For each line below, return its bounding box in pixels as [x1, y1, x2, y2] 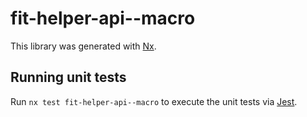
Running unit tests [10, 69, 127, 86]
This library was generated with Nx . [10, 40, 157, 52]
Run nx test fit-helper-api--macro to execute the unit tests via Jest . [10, 95, 298, 107]
